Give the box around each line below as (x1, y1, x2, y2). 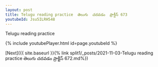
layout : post (5, 7, 33, 13)
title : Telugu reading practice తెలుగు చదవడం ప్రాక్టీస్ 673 (5, 12, 128, 17)
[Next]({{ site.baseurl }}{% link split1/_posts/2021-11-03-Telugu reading (5, 50, 153, 56)
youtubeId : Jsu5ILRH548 (5, 17, 56, 22)
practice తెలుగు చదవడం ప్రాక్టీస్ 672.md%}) (5, 55, 88, 61)
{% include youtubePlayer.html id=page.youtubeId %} (5, 40, 118, 46)
